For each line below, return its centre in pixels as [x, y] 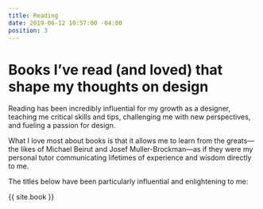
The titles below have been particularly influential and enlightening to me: [128, 182]
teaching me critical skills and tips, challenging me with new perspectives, [130, 117]
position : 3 [28, 30]
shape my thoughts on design [108, 86]
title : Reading [33, 15]
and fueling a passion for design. [62, 126]
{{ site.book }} [31, 197]
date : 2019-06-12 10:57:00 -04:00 [66, 23]
